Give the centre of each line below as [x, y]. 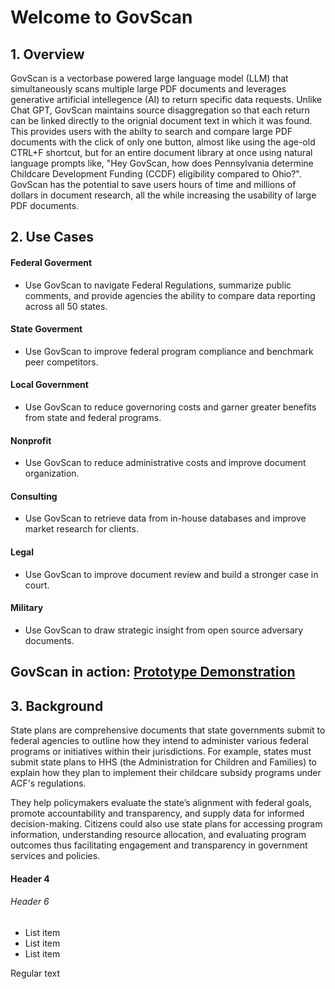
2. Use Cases [52, 237]
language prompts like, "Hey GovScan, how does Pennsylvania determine [162, 163]
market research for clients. [81, 529]
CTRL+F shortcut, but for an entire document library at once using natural [161, 152]
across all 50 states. [66, 306]
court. [37, 585]
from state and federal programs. [93, 417]
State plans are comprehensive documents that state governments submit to [168, 730]
